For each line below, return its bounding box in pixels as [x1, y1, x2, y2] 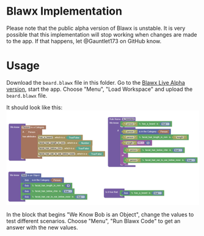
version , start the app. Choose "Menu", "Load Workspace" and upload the [6, 85, 193, 93]
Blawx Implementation [6, 4, 123, 18]
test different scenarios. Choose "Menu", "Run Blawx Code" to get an [6, 217, 181, 224]
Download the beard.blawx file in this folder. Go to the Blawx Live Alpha [6, 79, 185, 86]
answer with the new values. [6, 224, 78, 231]
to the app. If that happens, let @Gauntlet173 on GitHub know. [6, 37, 162, 45]
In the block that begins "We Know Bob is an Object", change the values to [6, 210, 194, 218]
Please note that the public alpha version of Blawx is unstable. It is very [6, 24, 186, 32]
